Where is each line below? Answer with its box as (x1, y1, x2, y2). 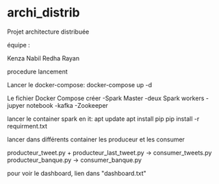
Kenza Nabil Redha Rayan (7, 54, 80, 62)
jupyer (7, 101, 25, 109)
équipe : (7, 41, 31, 49)
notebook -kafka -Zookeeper (26, 101, 108, 109)
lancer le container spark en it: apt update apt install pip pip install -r (7, 115, 200, 123)
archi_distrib (7, 5, 80, 21)
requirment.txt (7, 122, 48, 130)
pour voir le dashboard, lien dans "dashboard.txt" (7, 169, 146, 177)
